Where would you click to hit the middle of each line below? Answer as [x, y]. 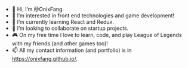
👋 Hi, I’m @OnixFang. [38, 9]
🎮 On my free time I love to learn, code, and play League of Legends [97, 35]
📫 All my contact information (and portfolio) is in [72, 50]
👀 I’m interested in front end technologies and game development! [93, 16]
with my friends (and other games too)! [60, 44]
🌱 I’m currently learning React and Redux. [63, 22]
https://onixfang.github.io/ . [45, 59]
